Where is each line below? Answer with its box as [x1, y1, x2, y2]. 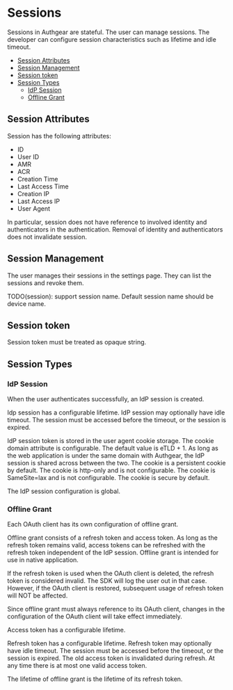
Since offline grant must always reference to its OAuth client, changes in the [7, 605, 225, 613]
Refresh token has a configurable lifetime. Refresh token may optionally [7, 639, 212, 648]
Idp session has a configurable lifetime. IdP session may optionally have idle [7, 408, 225, 417]
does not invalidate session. [7, 232, 87, 241]
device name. [7, 299, 47, 307]
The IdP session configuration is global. [7, 487, 120, 495]
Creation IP [17, 189, 50, 198]
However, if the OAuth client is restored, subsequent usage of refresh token [7, 584, 224, 593]
